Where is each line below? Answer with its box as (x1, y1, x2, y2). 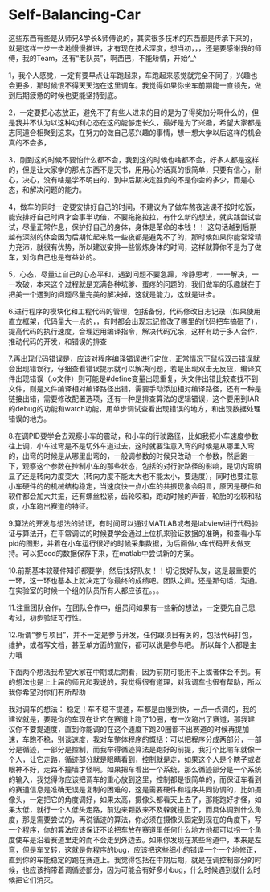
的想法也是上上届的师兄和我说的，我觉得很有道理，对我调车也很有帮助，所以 (8, 677, 262, 686)
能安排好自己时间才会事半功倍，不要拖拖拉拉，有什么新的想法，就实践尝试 (8, 211, 255, 222)
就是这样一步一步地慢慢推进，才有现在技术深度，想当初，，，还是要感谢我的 (8, 43, 255, 53)
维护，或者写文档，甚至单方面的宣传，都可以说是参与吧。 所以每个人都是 (8, 640, 250, 649)
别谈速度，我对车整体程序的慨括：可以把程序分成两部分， (57, 734, 247, 744)
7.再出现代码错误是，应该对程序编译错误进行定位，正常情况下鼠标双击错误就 (8, 354, 260, 363)
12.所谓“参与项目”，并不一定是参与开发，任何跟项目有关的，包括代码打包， (8, 629, 256, 640)
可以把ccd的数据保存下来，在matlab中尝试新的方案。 (22, 548, 198, 558)
